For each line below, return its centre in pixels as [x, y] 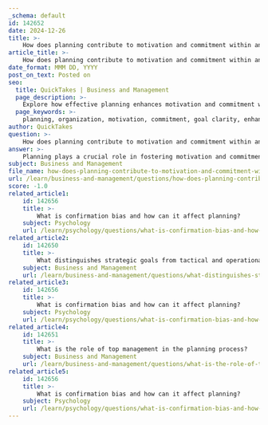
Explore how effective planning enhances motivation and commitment [139, 104]
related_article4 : [39, 327]
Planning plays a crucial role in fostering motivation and [124, 156]
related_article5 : [39, 372]
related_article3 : [39, 283]
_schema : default [37, 16]
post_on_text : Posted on [49, 75]
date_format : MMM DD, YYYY [53, 68]
